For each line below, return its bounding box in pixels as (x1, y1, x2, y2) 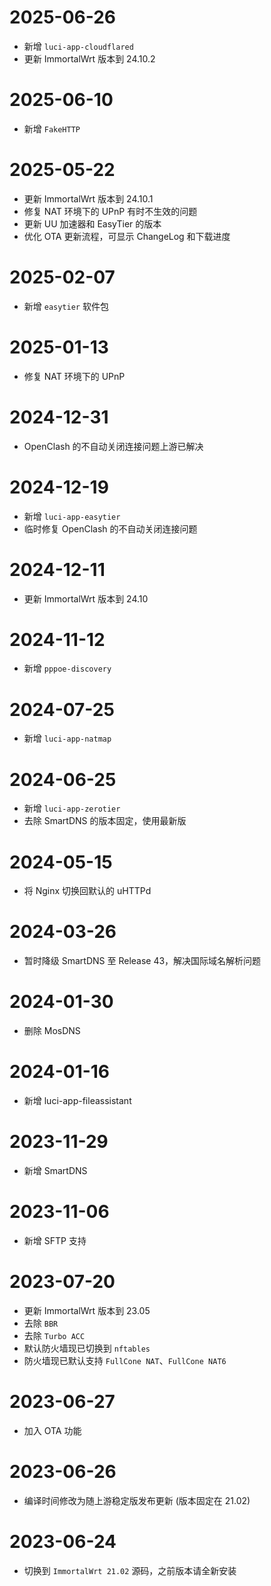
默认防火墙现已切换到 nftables (23, 1342, 151, 1354)
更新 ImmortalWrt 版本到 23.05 (23, 1304, 151, 1316)
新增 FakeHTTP (23, 122, 81, 135)
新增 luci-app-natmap (23, 732, 112, 745)
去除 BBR (23, 1317, 59, 1329)
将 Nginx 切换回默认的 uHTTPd (23, 885, 152, 897)
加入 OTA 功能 (23, 1424, 82, 1436)
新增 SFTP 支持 (23, 1234, 87, 1246)
